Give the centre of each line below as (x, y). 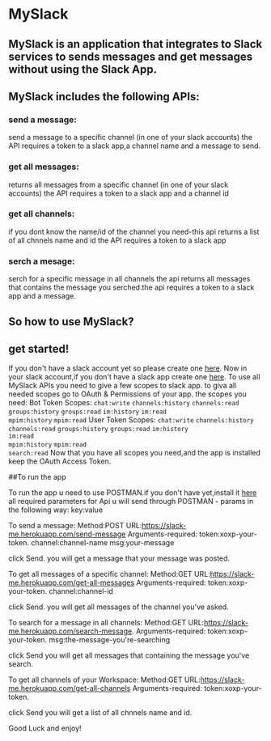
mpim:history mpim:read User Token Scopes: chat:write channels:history (131, 420)
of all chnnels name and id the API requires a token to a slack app (117, 240)
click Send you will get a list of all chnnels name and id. (100, 713)
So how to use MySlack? (72, 322)
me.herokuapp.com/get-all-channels (70, 688)
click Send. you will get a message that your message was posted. (119, 558)
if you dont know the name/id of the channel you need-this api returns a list (134, 231)
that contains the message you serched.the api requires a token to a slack (131, 287)
